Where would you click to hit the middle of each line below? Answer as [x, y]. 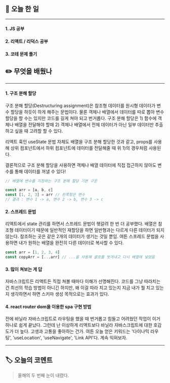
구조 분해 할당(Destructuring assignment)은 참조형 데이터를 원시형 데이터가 [80, 105]
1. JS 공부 [15, 29]
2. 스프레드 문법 [21, 211]
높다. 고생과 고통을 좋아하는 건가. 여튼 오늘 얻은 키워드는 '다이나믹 [84, 331]
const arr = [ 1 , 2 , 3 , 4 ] [32, 252]
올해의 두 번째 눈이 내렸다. [43, 375]
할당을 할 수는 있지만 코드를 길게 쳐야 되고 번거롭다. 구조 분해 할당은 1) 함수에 [81, 118]
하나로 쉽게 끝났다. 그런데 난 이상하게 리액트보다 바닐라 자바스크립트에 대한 [79, 325]
